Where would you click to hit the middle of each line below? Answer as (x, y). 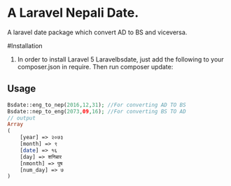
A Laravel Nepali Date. (73, 13)
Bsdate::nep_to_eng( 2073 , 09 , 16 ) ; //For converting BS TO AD (97, 111)
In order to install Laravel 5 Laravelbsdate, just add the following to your (120, 59)
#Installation (25, 45)
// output (22, 118)
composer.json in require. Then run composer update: (95, 66)
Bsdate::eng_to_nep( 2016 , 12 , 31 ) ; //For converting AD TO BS (97, 105)
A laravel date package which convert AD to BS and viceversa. (97, 32)
